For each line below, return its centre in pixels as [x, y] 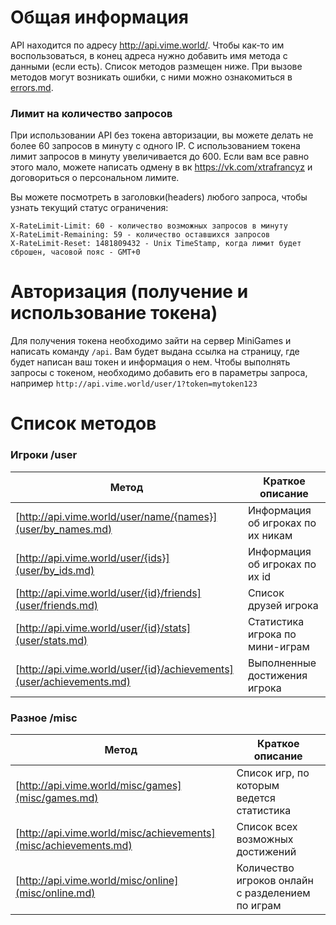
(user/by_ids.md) [55, 570]
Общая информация [99, 17]
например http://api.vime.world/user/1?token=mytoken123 [134, 383]
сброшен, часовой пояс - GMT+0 [75, 252]
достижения [277, 675]
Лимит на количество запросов [91, 113]
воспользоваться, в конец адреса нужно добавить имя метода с [149, 55]
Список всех [267, 826]
